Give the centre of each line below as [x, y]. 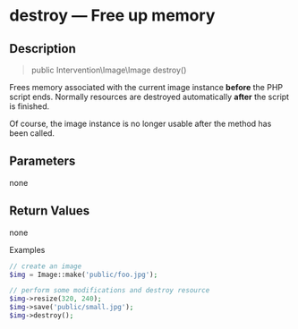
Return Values [50, 211]
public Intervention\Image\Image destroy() [109, 70]
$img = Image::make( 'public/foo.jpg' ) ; [84, 274]
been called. [32, 133]
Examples [27, 249]
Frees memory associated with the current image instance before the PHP [146, 87]
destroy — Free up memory [112, 16]
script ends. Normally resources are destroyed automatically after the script [149, 97]
